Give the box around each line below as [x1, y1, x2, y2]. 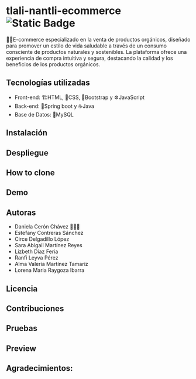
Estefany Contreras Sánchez [14, 230, 84, 237]
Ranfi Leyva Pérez [14, 254, 59, 261]
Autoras [6, 207, 36, 217]
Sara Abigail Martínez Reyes [14, 242, 83, 249]
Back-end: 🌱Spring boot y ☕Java [14, 103, 95, 110]
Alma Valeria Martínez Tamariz [14, 261, 89, 268]
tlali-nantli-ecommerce [6, 4, 122, 18]
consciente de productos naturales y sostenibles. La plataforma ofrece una [6, 48, 187, 55]
